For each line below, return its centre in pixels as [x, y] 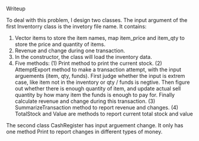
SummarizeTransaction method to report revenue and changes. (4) [97, 107]
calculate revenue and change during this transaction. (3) [85, 101]
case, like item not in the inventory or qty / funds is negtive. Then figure [102, 82]
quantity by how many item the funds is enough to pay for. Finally [95, 95]
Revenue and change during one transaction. [70, 51]
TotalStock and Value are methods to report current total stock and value [104, 114]
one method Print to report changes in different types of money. [84, 131]
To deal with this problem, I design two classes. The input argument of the [97, 20]
